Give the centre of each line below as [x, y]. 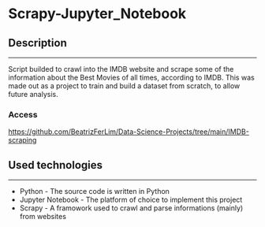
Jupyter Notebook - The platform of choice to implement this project [131, 200]
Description [37, 43]
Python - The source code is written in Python [94, 192]
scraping [22, 140]
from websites [43, 217]
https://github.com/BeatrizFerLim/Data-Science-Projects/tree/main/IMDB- [129, 132]
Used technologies [56, 165]
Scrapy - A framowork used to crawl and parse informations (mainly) [131, 208]
